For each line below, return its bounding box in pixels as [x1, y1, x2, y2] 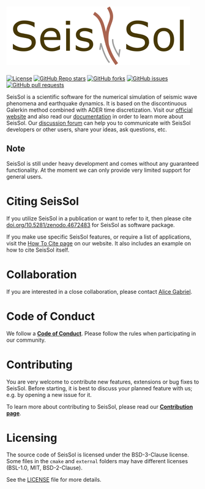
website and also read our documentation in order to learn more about [6, 112, 184, 120]
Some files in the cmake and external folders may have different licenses [6, 458, 188, 465]
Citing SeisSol [6, 194, 80, 208]
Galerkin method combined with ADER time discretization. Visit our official [6, 106, 193, 114]
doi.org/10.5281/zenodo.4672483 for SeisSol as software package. [6, 221, 176, 228]
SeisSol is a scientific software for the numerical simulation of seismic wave [6, 93, 198, 101]
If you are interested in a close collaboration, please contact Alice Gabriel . [6, 288, 193, 295]
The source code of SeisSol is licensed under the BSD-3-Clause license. [6, 451, 189, 458]
